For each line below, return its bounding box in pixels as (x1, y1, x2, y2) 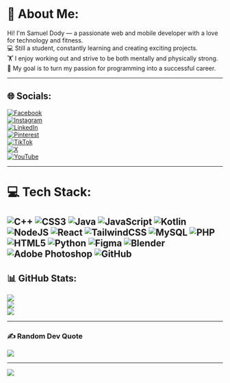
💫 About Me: (7, 6, 79, 22)
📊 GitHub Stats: (7, 272, 77, 284)
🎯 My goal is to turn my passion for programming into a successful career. (7, 64, 216, 72)
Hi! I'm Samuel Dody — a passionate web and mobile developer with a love (7, 29, 218, 37)
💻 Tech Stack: (7, 184, 92, 200)
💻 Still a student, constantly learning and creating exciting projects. (7, 44, 199, 52)
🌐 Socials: (7, 91, 52, 102)
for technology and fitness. (7, 36, 84, 44)
